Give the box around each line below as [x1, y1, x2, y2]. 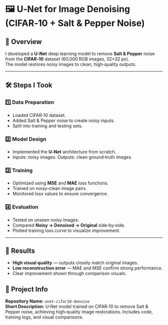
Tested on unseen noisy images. [12, 216, 79, 222]
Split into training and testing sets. [12, 122, 83, 128]
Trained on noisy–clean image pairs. [12, 185, 87, 191]
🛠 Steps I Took [5, 81, 52, 89]
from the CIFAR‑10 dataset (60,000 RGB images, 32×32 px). [5, 56, 129, 62]
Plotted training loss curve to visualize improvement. [12, 227, 121, 233]
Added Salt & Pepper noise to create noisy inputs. [12, 117, 115, 123]
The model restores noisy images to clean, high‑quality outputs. [5, 61, 136, 67]
